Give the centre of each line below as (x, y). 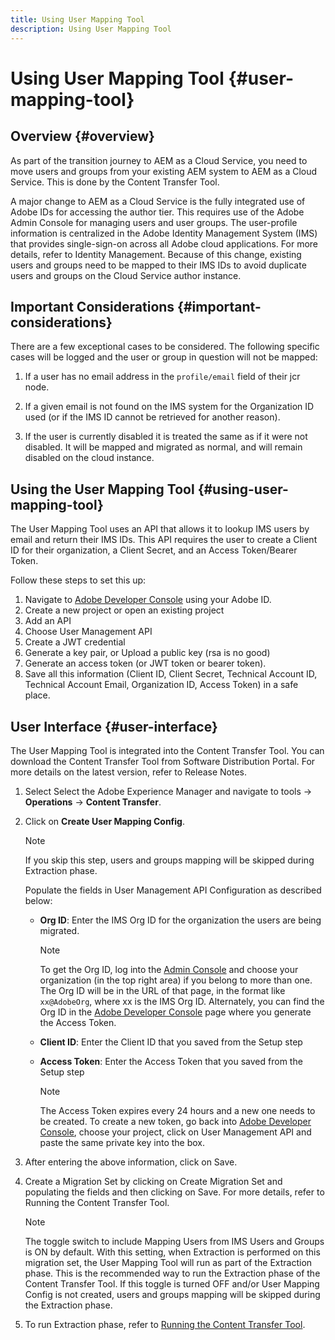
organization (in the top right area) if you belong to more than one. (176, 980)
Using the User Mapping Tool (102, 489)
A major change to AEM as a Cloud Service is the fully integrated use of (158, 201)
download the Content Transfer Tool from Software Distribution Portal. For (163, 761)
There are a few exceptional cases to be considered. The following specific (165, 347)
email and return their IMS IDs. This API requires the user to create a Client (164, 540)
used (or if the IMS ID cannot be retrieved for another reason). (152, 417)
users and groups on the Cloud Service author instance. (126, 275)
